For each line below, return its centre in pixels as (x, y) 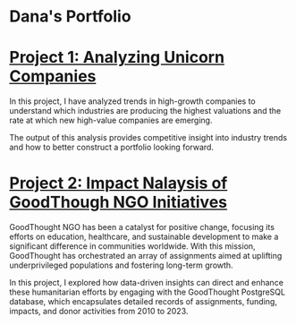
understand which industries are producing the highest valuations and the (145, 111)
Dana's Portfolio (70, 17)
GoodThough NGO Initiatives (118, 202)
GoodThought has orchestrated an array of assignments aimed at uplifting (146, 256)
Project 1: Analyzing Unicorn (117, 58)
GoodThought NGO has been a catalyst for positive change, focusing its (142, 227)
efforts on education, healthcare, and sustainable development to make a (144, 237)
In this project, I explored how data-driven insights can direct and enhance (147, 283)
